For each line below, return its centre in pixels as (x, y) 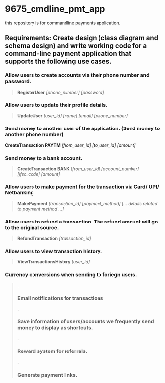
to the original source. (32, 227)
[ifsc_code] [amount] (38, 174)
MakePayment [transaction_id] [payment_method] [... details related (87, 203)
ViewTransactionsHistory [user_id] (53, 262)
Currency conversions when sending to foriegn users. (71, 275)
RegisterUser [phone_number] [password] (61, 92)
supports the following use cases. (58, 61)
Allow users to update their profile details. (56, 105)
